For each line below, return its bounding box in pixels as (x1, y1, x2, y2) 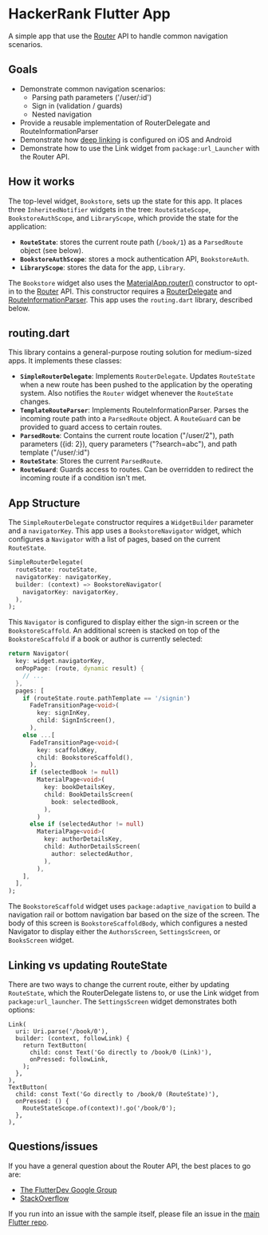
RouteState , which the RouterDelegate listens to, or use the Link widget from (8, 988, 259, 997)
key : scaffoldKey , (37, 746, 98, 754)
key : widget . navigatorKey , (15, 657, 105, 665)
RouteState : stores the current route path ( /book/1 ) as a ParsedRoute (19, 237, 243, 247)
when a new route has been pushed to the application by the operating (19, 380, 253, 389)
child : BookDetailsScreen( (43, 791, 134, 799)
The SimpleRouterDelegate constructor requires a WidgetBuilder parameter (8, 518, 254, 527)
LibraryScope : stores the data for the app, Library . (19, 262, 186, 272)
